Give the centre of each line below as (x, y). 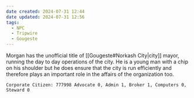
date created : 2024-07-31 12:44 (45, 11)
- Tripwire (25, 33)
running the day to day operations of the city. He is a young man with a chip (97, 62)
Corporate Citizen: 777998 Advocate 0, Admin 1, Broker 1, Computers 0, (96, 85)
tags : (13, 22)
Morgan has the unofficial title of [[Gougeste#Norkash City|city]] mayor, (93, 55)
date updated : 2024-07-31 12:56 (45, 17)
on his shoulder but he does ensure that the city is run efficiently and (89, 68)
